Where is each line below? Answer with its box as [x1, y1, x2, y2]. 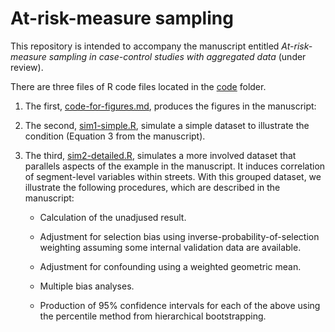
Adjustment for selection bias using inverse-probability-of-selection [39, 230, 320, 242]
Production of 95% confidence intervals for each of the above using [39, 299, 321, 311]
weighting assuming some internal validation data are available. [39, 241, 302, 253]
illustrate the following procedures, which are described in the [24, 181, 281, 193]
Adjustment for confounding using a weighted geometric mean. [39, 260, 302, 272]
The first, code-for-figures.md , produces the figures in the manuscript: [24, 100, 317, 112]
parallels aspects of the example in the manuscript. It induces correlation [24, 160, 326, 172]
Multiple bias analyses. [39, 280, 135, 292]
